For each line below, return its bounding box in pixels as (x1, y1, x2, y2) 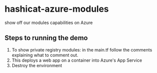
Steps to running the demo (4, 34, 88, 42)
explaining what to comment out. (11, 52, 79, 58)
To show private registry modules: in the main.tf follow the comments (11, 47, 153, 52)
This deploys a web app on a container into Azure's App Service (11, 57, 142, 63)
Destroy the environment (11, 62, 63, 68)
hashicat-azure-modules (4, 3, 109, 15)
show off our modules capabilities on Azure (4, 20, 93, 25)
